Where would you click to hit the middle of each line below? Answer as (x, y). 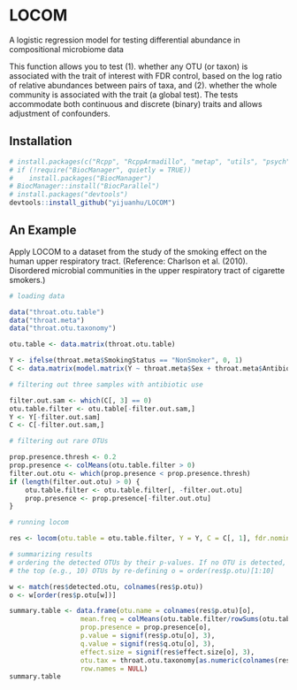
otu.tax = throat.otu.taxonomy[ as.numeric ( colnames (177, 660)
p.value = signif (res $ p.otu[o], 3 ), (148, 636)
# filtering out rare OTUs (59, 441)
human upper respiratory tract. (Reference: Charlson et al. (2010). (129, 261)
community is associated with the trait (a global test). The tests (124, 95)
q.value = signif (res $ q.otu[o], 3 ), (148, 644)
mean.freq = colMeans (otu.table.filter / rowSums (169, 619)
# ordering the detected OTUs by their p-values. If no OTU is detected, (148, 563)
